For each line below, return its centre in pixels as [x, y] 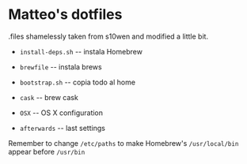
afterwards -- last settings [62, 128]
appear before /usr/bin [47, 151]
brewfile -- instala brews [61, 67]
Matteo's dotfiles [65, 15]
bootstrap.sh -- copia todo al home [78, 82]
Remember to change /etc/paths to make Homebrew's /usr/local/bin [123, 143]
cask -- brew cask [49, 97]
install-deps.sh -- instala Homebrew [81, 51]
